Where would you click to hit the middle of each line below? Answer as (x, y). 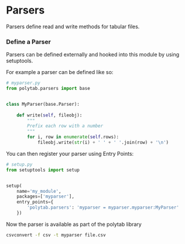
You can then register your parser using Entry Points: (70, 153)
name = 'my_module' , (39, 191)
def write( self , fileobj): (49, 115)
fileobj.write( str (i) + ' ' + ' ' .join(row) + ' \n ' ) (103, 143)
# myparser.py (23, 83)
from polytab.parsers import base (48, 89)
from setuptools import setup (43, 170)
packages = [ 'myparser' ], (46, 197)
